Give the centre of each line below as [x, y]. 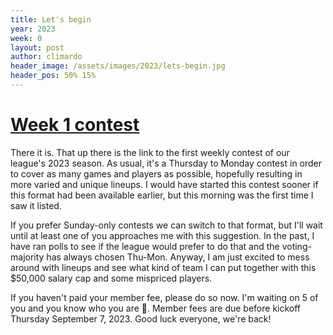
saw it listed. [36, 205]
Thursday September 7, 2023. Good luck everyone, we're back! [141, 318]
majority [27, 257]
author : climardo [46, 57]
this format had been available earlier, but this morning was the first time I [162, 195]
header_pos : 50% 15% [53, 76]
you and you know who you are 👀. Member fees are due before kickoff [156, 308]
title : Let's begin [51, 19]
